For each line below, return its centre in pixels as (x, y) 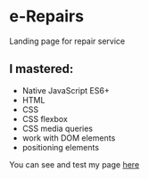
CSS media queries (58, 128)
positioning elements (61, 147)
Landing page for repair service (67, 41)
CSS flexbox (45, 118)
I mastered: (41, 69)
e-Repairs (47, 16)
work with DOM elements (69, 138)
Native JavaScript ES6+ (66, 90)
